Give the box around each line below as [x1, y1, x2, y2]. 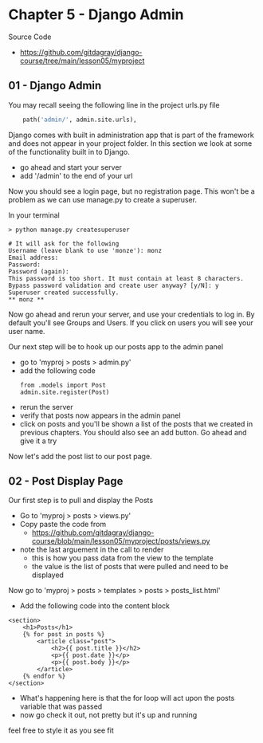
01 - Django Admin [8, 79, 102, 92]
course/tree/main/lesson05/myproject [19, 56, 145, 65]
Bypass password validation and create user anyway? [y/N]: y [8, 281, 219, 289]
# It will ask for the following [8, 239, 120, 248]
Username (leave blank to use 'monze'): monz [8, 246, 162, 254]
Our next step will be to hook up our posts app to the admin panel [8, 341, 224, 352]
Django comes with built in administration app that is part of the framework [8, 130, 254, 140]
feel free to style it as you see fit [8, 725, 114, 735]
